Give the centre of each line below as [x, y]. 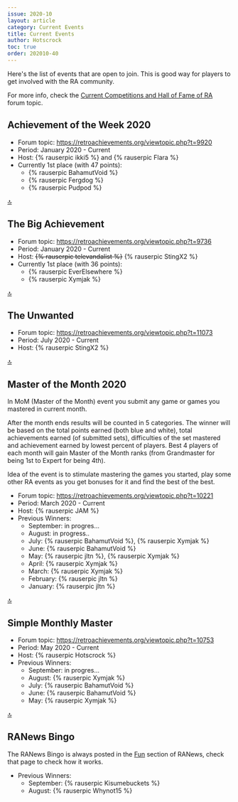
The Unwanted [41, 315]
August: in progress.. [59, 533]
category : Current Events [45, 27]
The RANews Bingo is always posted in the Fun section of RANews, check [116, 754]
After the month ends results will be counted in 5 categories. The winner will [119, 423]
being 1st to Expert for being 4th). [56, 461]
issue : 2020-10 [30, 14]
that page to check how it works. [55, 761]
